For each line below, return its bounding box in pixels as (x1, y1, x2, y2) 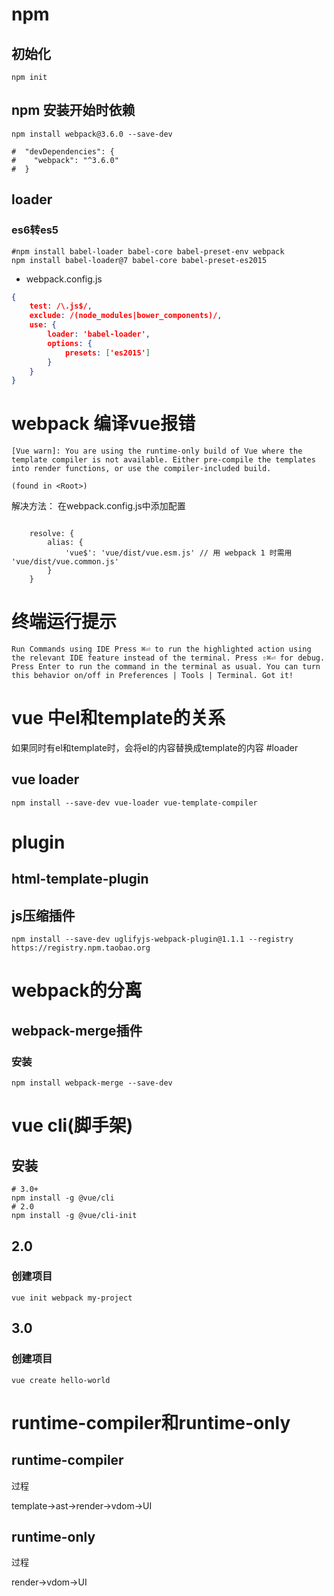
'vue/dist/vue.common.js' (11, 557, 119, 567)
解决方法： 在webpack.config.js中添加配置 (11, 500, 186, 512)
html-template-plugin (11, 871, 149, 888)
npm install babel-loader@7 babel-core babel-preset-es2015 (11, 255, 268, 265)
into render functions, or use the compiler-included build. (11, 464, 272, 474)
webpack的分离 (11, 979, 143, 1002)
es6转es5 (11, 223, 59, 237)
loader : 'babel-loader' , (47, 329, 151, 339)
